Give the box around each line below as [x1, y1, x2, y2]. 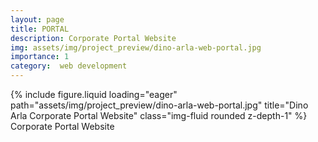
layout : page [10, 14, 65, 25]
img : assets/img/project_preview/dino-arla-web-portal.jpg [10, 42, 262, 53]
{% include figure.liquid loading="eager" [10, 89, 178, 100]
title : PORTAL [10, 24, 70, 34]
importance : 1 [10, 52, 70, 62]
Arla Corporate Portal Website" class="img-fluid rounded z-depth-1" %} [10, 110, 308, 121]
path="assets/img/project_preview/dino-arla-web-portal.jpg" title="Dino [10, 99, 309, 111]
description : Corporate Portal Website [10, 33, 177, 43]
